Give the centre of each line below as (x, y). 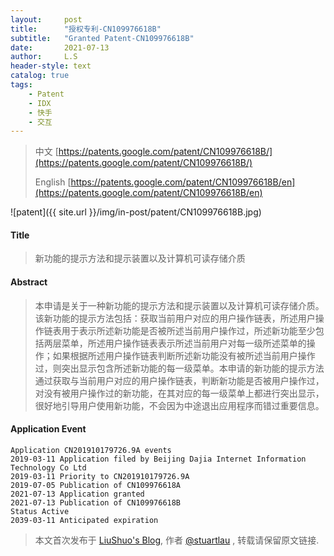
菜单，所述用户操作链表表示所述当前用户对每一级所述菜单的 (184, 343)
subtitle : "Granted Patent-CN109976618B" (102, 38)
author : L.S (44, 57)
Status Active (40, 511)
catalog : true (40, 76)
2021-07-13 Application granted (77, 494)
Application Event (48, 429)
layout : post (46, 19)
